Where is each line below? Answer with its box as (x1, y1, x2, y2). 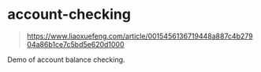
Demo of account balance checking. (7, 55, 125, 64)
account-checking (7, 5, 132, 23)
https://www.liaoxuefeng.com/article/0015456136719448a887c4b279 (26, 31, 253, 41)
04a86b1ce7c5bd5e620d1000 (26, 39, 125, 49)
